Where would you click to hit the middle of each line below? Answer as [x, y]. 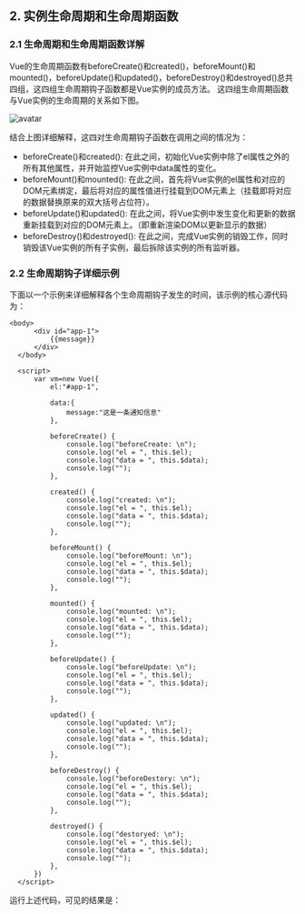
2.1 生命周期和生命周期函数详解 [77, 45]
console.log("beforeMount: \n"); [130, 556]
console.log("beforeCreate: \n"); [132, 444]
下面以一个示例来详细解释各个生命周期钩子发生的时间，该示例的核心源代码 [148, 295]
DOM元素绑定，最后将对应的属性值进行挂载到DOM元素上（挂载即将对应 [157, 190]
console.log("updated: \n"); [122, 723]
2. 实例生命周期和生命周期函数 [94, 16]
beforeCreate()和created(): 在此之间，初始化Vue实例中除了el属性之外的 [156, 156]
